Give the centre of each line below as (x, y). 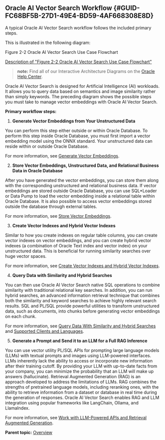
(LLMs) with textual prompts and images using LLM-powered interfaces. (78, 356)
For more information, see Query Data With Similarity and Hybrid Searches (81, 326)
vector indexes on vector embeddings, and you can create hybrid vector (78, 240)
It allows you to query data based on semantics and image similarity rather (81, 91)
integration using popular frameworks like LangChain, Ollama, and (72, 402)
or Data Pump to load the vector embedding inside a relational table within (80, 196)
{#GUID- (127, 8)
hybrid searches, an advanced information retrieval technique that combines (82, 295)
